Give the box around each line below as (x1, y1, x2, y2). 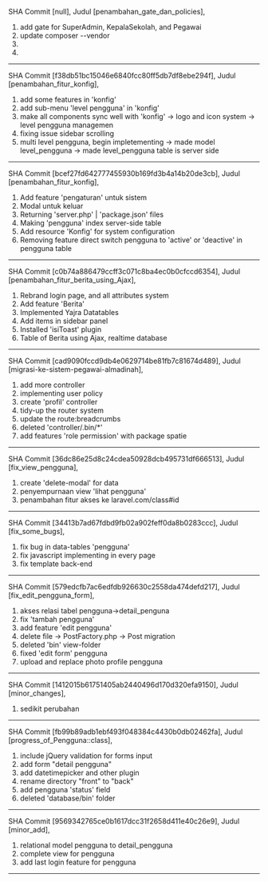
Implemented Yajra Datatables (19, 308, 120, 317)
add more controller (19, 380, 85, 389)
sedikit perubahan (19, 704, 80, 713)
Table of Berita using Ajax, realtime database (19, 333, 167, 342)
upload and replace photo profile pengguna (19, 657, 164, 666)
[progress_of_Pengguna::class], (8, 736, 113, 744)
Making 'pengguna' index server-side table (19, 218, 162, 227)
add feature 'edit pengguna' (19, 623, 112, 633)
